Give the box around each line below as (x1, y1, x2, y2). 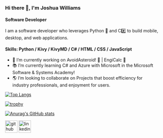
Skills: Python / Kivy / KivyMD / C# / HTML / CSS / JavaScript (5, 46, 132, 52)
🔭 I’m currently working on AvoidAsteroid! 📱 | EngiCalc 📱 (12, 57, 126, 63)
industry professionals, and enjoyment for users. (12, 82, 110, 88)
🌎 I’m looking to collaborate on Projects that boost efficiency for (12, 75, 143, 81)
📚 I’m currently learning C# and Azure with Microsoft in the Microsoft (12, 62, 154, 68)
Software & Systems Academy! (12, 70, 75, 76)
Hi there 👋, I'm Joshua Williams (5, 4, 81, 11)
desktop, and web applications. (5, 35, 69, 41)
